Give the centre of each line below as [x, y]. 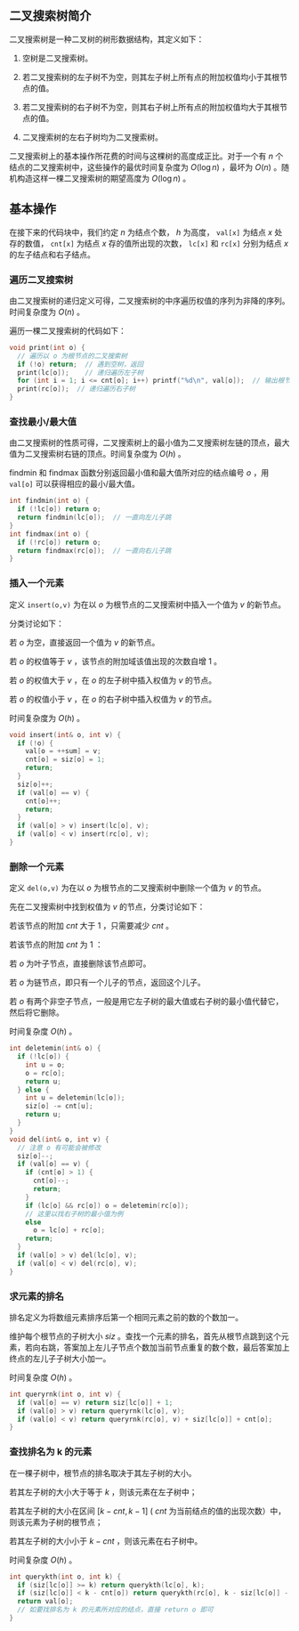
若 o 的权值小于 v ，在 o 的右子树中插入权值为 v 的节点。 [113, 699]
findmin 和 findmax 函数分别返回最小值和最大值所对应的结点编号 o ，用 [139, 473]
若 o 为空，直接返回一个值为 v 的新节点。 [85, 642]
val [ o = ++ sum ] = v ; [63, 751]
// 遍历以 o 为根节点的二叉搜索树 [72, 356]
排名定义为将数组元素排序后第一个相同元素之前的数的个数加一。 [126, 1317]
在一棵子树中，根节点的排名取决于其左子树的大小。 [103, 1473]
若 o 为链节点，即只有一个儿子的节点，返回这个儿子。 [108, 983]
